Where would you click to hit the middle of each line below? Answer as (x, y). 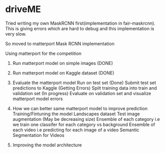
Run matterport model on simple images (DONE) (63, 63)
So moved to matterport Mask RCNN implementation (60, 43)
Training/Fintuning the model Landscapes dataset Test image (76, 114)
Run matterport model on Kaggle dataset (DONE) (63, 73)
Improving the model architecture (47, 145)
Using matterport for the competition (43, 53)
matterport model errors (38, 99)
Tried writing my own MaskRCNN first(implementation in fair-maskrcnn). (80, 23)
